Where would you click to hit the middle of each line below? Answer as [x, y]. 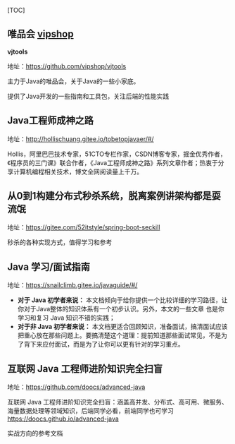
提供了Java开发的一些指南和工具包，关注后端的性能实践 [88, 96]
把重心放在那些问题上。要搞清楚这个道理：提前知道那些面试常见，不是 [119, 335]
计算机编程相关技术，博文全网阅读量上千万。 [78, 172]
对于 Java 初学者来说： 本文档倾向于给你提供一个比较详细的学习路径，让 [122, 300]
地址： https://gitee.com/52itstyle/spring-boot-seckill [84, 227]
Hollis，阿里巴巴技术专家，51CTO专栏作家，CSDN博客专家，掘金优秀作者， [117, 154]
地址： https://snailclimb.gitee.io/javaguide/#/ [72, 285]
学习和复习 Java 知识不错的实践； [66, 318]
